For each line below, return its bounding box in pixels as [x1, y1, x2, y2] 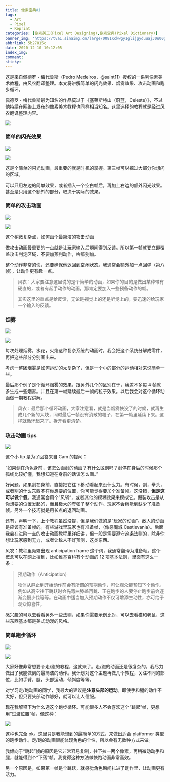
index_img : [5, 50, 28, 55]
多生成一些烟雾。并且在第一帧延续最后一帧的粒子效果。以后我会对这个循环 [5, 388, 160, 395]
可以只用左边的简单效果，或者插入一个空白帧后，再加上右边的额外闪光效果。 [5, 182, 165, 188]
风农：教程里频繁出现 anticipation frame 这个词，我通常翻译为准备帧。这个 [5, 548, 161, 554]
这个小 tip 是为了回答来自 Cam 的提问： [5, 454, 88, 460]
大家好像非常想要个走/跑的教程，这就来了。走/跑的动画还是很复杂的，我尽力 [5, 663, 164, 669]
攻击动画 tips [5, 432, 37, 439]
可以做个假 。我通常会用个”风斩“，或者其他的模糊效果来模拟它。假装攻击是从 [5, 494, 164, 501]
